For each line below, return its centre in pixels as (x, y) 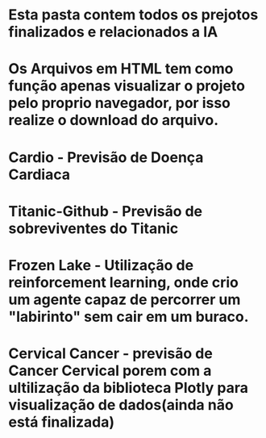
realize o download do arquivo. (114, 121)
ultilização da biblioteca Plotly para (128, 388)
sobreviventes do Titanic (94, 228)
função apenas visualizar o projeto (127, 86)
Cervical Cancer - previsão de (111, 354)
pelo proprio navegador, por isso (120, 103)
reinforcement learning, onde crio (124, 282)
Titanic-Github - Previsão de (106, 211)
